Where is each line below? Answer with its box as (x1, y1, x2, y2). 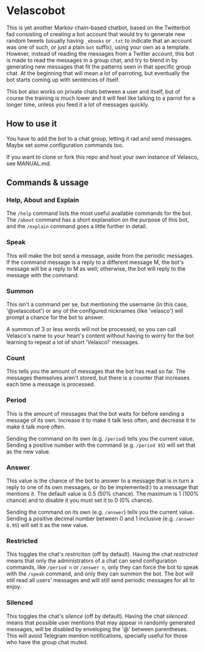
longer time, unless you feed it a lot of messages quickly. (6, 100, 149, 108)
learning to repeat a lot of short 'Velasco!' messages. (6, 339, 140, 346)
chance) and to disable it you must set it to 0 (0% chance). (6, 496, 154, 504)
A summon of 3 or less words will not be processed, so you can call (6, 326, 176, 333)
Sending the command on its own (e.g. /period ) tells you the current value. (6, 435, 195, 442)
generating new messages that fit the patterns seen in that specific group (6, 62, 191, 70)
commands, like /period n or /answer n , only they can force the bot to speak (6, 564, 199, 571)
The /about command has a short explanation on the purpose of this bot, (6, 216, 189, 223)
